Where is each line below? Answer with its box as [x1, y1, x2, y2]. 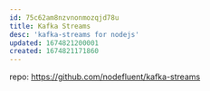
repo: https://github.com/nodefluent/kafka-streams [9, 71, 201, 82]
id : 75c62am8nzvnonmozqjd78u [9, 13, 119, 23]
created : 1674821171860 [9, 47, 100, 56]
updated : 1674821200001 [9, 38, 100, 48]
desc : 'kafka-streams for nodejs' [9, 30, 140, 39]
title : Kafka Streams [9, 22, 91, 31]
